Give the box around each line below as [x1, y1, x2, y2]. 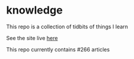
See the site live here [6, 34, 58, 41]
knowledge [6, 4, 63, 17]
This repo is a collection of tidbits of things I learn [6, 23, 129, 30]
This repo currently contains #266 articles [6, 45, 110, 53]
